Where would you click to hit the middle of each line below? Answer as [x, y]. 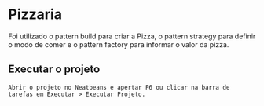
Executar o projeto [54, 69]
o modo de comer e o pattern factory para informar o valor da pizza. [119, 44]
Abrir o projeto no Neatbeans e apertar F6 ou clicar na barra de [119, 87]
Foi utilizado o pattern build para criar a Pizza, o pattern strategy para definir [132, 36]
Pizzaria [35, 15]
